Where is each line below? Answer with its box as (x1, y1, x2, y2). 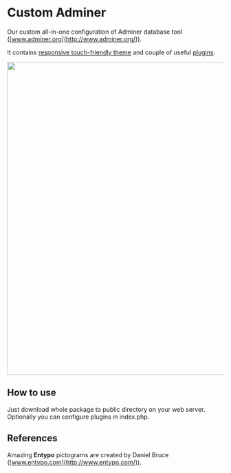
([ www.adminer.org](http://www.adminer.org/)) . (7, 34, 142, 43)
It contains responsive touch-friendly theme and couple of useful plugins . (7, 48, 215, 56)
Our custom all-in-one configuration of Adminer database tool (7, 27, 183, 36)
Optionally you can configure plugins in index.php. (7, 412, 150, 421)
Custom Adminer (7, 5, 107, 21)
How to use (7, 387, 56, 399)
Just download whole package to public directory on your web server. (7, 405, 206, 413)
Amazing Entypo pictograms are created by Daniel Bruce (7, 450, 169, 459)
